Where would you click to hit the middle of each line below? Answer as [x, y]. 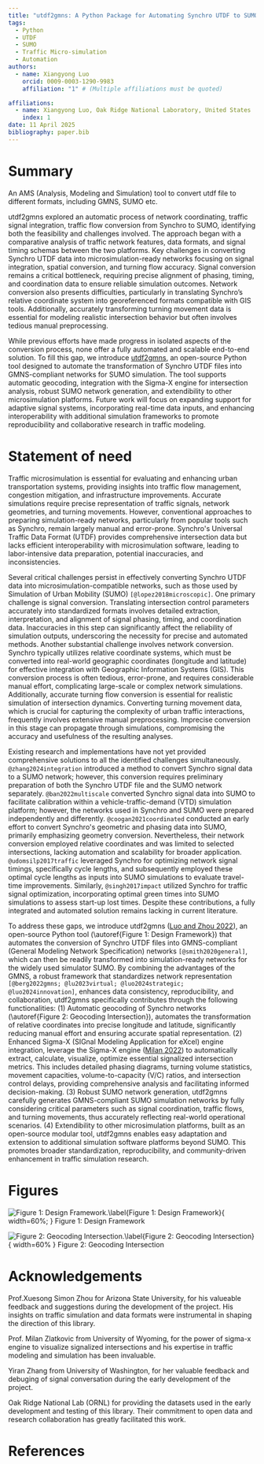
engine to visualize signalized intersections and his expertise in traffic [121, 1347]
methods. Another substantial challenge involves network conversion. [121, 644]
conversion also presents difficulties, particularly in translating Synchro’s [126, 292]
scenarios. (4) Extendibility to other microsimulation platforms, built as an [126, 1125]
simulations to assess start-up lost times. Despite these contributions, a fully [132, 902]
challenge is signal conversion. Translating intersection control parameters [129, 602]
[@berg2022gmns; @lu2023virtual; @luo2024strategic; [96, 983]
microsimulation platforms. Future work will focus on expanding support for [130, 399]
